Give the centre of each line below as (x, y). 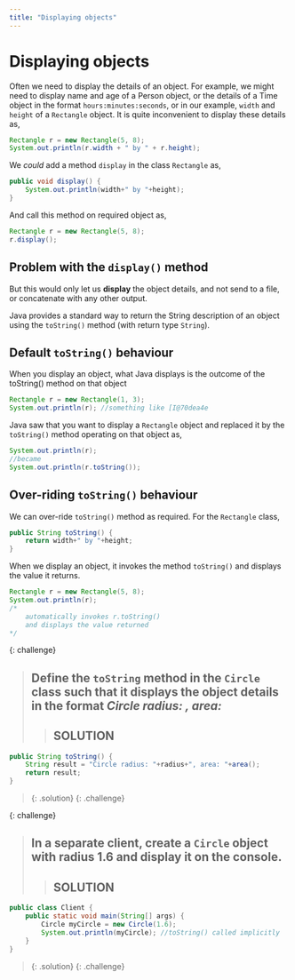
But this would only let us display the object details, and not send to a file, (144, 289)
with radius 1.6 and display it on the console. (156, 857)
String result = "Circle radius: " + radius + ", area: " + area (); (143, 765)
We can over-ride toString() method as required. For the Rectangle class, (144, 516)
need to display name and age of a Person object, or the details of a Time (144, 95)
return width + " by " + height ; (79, 541)
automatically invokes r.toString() (93, 617)
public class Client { (51, 908)
